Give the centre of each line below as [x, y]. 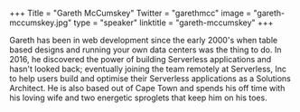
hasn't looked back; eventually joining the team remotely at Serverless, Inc [148, 69]
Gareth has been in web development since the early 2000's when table [144, 40]
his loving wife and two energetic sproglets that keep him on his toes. [139, 98]
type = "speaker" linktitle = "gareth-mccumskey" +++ [173, 23]
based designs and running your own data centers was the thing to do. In [145, 50]
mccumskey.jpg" [41, 23]
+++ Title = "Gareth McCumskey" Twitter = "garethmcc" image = [131, 13]
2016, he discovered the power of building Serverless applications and [141, 59]
